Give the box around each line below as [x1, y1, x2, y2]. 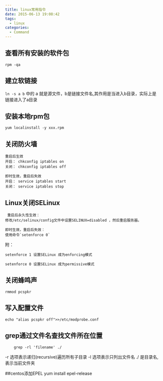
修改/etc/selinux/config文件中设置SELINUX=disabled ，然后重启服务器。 [5, 218, 142, 223]
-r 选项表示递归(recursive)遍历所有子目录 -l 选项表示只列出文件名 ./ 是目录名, [5, 354, 159, 360]
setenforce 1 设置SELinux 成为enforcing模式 [5, 252, 92, 257]
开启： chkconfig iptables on [5, 159, 64, 164]
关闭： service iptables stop [5, 184, 64, 189]
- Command [9, 30, 29, 35]
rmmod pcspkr [5, 289, 32, 294]
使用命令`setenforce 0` [5, 232, 50, 238]
